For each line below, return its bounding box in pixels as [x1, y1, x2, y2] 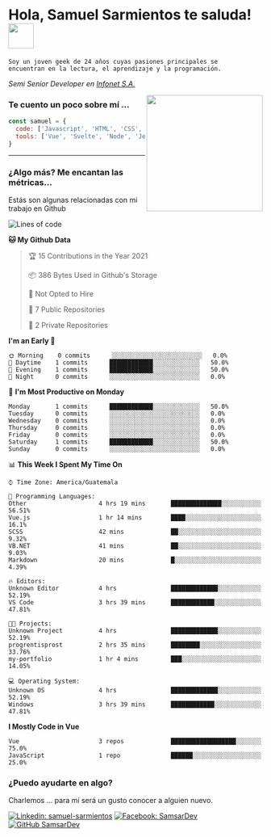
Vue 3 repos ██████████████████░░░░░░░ [8, 738, 262, 746]
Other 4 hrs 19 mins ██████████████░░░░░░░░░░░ [8, 499, 262, 508]
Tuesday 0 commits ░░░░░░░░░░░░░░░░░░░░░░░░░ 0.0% [8, 410, 226, 418]
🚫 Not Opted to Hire [27, 289, 94, 299]
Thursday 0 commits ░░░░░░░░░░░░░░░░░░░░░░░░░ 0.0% [8, 424, 226, 432]
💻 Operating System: [8, 677, 81, 686]
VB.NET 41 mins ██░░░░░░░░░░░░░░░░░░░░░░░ [8, 542, 262, 550]
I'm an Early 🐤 [8, 336, 56, 346]
